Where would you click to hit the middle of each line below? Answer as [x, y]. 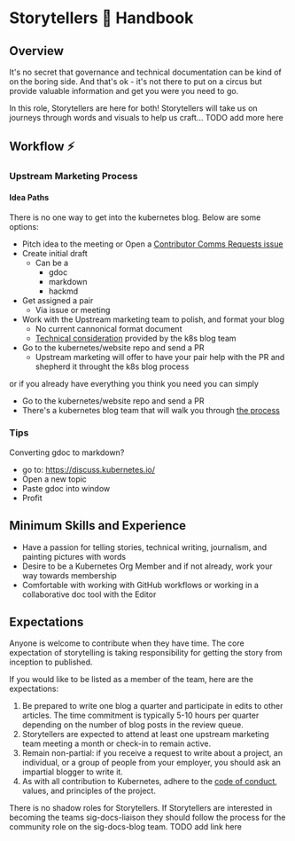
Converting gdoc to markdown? [67, 452]
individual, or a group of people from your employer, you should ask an [151, 763]
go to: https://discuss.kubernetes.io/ [88, 469]
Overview [37, 51]
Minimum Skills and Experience [98, 526]
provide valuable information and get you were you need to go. [124, 91]
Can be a [52, 263]
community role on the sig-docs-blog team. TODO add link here [125, 827]
